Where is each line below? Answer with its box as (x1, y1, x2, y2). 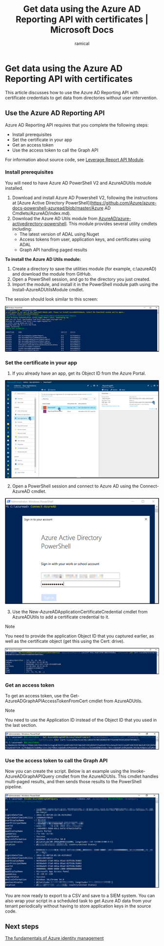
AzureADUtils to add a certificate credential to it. (12, 614, 110, 620)
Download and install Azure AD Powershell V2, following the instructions (12, 195, 158, 201)
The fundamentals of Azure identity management (5, 935, 104, 941)
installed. (5, 185, 23, 191)
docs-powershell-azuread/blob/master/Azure (12, 205, 104, 211)
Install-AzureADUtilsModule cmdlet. (12, 286, 84, 292)
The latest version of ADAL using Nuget (19, 231, 99, 237)
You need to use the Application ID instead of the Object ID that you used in (5, 717, 157, 723)
